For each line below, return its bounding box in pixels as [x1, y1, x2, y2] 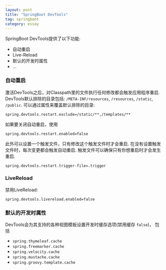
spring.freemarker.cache [12, 244, 64, 249]
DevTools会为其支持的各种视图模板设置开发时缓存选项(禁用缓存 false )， [5, 221, 154, 228]
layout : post [5, 7, 32, 13]
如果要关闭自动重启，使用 [5, 121, 58, 127]
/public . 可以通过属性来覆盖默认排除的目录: [5, 102, 95, 108]
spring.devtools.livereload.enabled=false [5, 196, 95, 202]
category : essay [5, 21, 39, 27]
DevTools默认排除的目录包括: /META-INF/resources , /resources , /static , [5, 96, 153, 102]
